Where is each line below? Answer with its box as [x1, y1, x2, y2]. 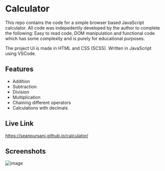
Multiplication [12, 94, 41, 100]
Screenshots [5, 147, 46, 155]
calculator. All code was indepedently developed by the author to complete [5, 24, 160, 30]
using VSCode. [5, 50, 36, 56]
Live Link [5, 119, 34, 128]
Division [12, 88, 29, 95]
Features [5, 65, 34, 73]
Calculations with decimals [12, 104, 68, 110]
